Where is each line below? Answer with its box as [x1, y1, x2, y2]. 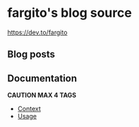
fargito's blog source [7, 5, 132, 21]
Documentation [7, 72, 78, 84]
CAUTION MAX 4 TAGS [7, 91, 77, 100]
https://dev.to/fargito [7, 28, 68, 36]
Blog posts [7, 48, 55, 60]
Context [17, 105, 41, 113]
